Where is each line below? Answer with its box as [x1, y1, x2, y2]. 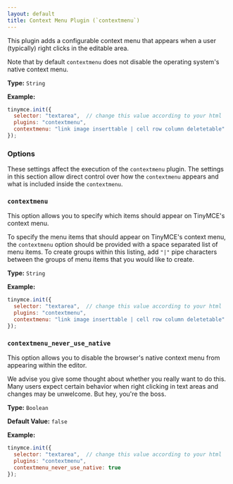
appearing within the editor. [7, 361, 87, 370]
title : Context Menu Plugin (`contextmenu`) [7, 17, 140, 24]
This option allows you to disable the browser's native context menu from [7, 353, 220, 362]
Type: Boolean [7, 404, 49, 412]
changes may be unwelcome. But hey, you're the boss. [7, 389, 167, 399]
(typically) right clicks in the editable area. [7, 44, 129, 52]
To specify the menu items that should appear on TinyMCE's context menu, [7, 233, 227, 241]
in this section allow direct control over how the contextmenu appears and [7, 172, 220, 181]
